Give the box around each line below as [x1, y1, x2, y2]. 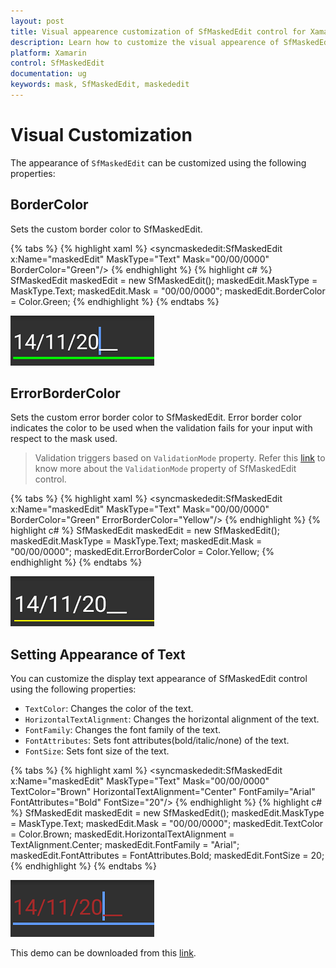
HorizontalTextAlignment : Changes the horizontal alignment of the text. [24, 713, 320, 725]
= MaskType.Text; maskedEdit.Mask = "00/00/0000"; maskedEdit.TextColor [10, 818, 324, 830]
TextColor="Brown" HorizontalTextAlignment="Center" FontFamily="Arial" [10, 786, 316, 798]
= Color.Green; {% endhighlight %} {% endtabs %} [10, 295, 220, 307]
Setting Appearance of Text [10, 646, 186, 663]
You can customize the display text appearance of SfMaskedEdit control [10, 673, 308, 685]
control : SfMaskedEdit [10, 58, 105, 69]
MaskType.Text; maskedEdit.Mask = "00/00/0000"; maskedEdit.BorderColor [10, 285, 326, 297]
